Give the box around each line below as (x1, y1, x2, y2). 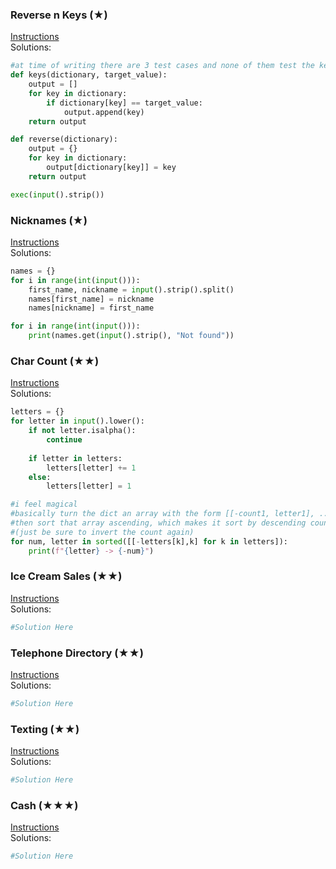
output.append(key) (63, 107, 145, 117)
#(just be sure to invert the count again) (10, 527, 195, 537)
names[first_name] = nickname (28, 294, 155, 304)
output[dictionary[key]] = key (46, 163, 177, 173)
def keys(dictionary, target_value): (10, 70, 168, 80)
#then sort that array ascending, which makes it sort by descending (10, 518, 307, 528)
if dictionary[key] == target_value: (46, 98, 203, 108)
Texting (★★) (10, 722, 80, 736)
